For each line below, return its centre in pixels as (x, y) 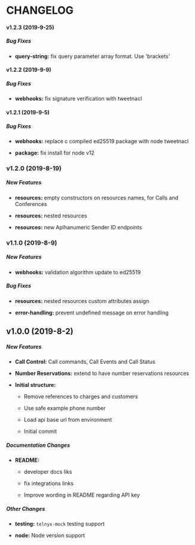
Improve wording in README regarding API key (82, 495)
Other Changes (26, 508)
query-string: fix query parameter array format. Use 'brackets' (92, 56)
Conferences (31, 204)
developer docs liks (48, 471)
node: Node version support (50, 535)
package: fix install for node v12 (54, 153)
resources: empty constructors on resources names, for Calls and (96, 198)
